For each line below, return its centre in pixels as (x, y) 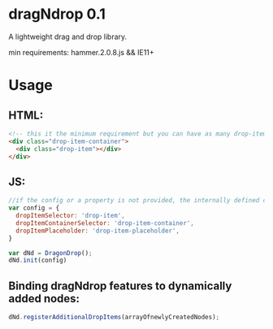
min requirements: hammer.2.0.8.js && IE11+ (81, 52)
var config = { (34, 208)
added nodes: (44, 299)
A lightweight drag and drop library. (68, 37)
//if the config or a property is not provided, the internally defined (134, 201)
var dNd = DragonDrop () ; (50, 253)
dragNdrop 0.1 (57, 14)
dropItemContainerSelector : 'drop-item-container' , (105, 223)
